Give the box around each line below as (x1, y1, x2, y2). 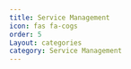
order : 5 (9, 30, 42, 39)
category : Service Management (9, 47, 123, 56)
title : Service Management (9, 13, 110, 22)
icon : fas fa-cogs (9, 22, 78, 30)
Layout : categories (9, 38, 83, 47)
